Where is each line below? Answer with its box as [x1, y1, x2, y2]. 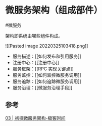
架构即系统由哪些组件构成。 [5, 33, 63, 39]
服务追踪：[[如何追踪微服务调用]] [12, 78, 82, 84]
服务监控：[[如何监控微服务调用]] [12, 72, 82, 78]
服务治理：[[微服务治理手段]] [12, 84, 73, 90]
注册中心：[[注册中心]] [12, 59, 60, 65]
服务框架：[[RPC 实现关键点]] [12, 66, 74, 72]
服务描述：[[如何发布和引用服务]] [12, 53, 82, 59]
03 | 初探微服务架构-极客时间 [5, 115, 66, 121]
